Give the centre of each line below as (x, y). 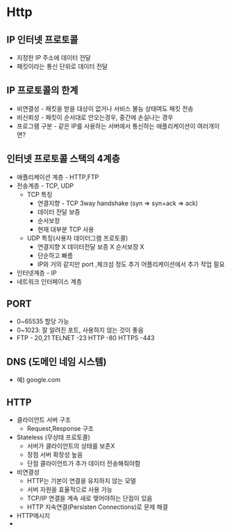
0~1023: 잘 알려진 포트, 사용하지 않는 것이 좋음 (80, 330)
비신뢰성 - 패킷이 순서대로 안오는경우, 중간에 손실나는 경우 (95, 117)
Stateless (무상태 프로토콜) (53, 437)
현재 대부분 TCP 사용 (66, 229)
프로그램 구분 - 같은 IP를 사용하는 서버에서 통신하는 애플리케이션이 (106, 126)
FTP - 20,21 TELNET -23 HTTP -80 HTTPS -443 (85, 338)
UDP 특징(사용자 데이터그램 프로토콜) (77, 238)
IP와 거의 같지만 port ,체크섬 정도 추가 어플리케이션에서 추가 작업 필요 (131, 264)
